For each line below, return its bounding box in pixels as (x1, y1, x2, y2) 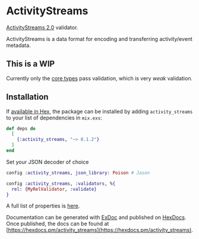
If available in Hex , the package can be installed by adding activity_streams (6, 108, 193, 115)
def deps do (6, 125, 36, 131)
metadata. (6, 42, 31, 49)
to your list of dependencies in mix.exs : (6, 114, 102, 121)
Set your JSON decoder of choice (6, 158, 89, 165)
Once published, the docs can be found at (6, 220, 109, 227)
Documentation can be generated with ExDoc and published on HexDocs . (6, 214, 187, 221)
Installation (6, 92, 49, 102)
